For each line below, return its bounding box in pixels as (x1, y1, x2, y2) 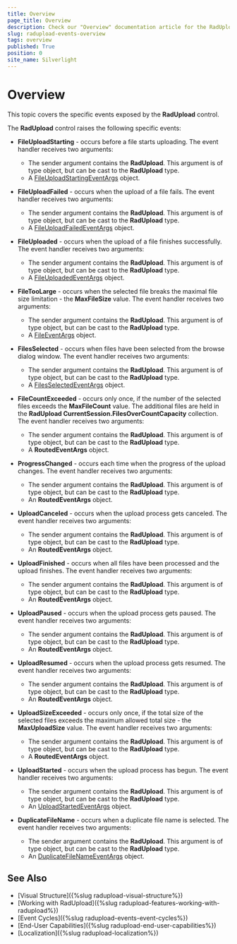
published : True (7, 43, 55, 50)
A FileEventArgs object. (28, 330, 97, 339)
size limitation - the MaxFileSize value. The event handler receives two (17, 294, 224, 303)
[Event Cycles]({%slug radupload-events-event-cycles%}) (17, 914, 188, 922)
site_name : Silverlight (7, 56, 78, 64)
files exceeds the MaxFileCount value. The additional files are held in (17, 402, 220, 410)
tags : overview (7, 37, 52, 44)
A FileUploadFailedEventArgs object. (28, 223, 135, 232)
